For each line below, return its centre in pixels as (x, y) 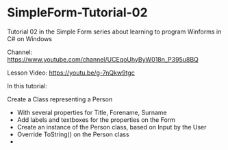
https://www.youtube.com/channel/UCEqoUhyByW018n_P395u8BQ (103, 59)
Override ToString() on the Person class (73, 134)
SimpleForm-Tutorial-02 (78, 13)
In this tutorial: (27, 86)
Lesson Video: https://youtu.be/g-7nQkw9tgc (71, 73)
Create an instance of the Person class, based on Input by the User (112, 127)
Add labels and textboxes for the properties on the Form (96, 120)
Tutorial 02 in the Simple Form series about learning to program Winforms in (114, 32)
